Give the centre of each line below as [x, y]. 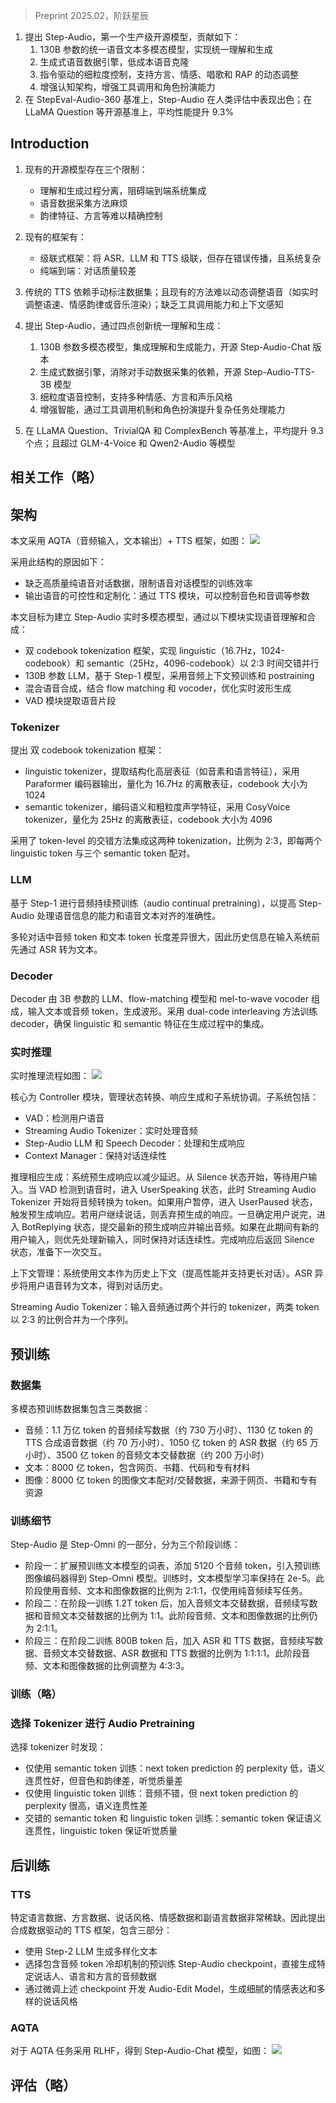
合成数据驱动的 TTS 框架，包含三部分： [91, 1930]
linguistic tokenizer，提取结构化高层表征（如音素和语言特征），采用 [162, 771]
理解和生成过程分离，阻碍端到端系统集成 [123, 190]
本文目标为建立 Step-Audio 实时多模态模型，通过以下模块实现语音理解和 [159, 617]
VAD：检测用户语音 [64, 1118]
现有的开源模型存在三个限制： [86, 169]
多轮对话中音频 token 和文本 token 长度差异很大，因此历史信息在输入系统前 [165, 936]
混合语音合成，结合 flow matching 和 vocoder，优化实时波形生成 [158, 688]
